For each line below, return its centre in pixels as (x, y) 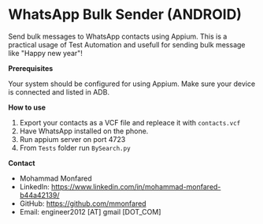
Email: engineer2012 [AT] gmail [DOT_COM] (90, 211)
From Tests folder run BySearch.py (75, 147)
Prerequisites (31, 68)
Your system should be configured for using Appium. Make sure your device (132, 84)
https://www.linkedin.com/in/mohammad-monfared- (136, 186)
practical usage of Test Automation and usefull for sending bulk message (127, 44)
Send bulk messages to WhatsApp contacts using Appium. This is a (118, 36)
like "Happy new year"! (45, 53)
